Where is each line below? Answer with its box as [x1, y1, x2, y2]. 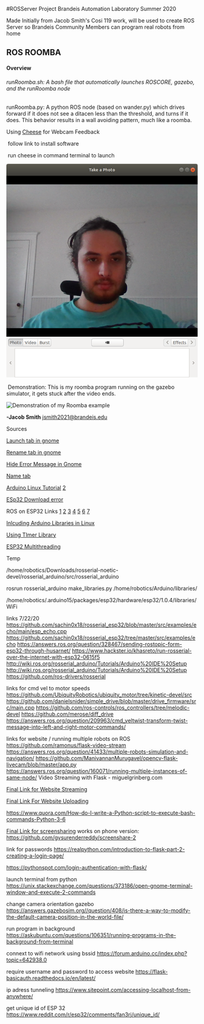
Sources [6, 425, 27, 432]
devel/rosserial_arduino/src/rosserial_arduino [6, 572, 120, 580]
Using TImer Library [6, 531, 56, 538]
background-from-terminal [6, 938, 74, 945]
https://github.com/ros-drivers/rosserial [6, 673, 106, 680]
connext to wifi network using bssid [6, 949, 96, 957]
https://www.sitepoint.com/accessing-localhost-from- [55, 986, 191, 993]
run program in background [6, 925, 75, 932]
